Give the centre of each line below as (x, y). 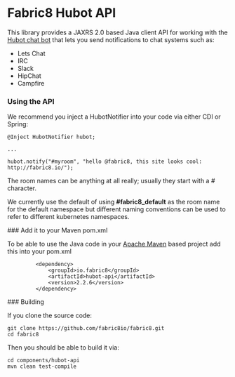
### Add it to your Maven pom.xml (58, 230)
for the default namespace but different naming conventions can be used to (116, 209)
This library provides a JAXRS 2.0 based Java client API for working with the (117, 32)
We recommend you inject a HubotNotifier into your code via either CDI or (114, 117)
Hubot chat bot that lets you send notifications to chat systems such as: (111, 39)
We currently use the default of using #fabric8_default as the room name (114, 202)
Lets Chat (31, 53)
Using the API (31, 101)
